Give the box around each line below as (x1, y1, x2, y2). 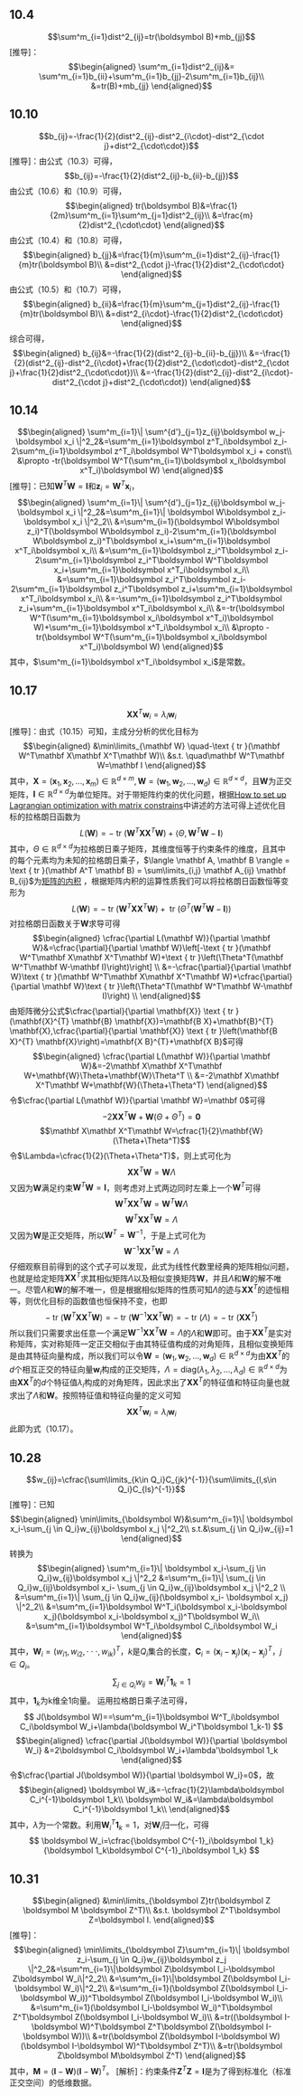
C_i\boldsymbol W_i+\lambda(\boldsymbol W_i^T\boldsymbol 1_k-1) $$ (19, 1721, 284, 1732)
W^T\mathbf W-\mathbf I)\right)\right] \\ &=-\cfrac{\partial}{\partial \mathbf (11, 962, 292, 973)
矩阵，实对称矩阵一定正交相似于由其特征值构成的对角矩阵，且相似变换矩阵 (16, 1338, 294, 1350)
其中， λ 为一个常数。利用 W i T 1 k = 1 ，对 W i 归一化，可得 (9, 1817, 210, 1832)
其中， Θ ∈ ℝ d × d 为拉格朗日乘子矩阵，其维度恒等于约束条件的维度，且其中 (9, 841, 287, 854)
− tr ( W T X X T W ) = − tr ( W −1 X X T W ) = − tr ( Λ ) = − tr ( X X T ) (44, 1310, 259, 1323)
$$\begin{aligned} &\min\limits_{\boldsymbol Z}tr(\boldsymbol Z (32, 1895, 271, 1906)
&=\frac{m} (211, 210, 254, 221)
